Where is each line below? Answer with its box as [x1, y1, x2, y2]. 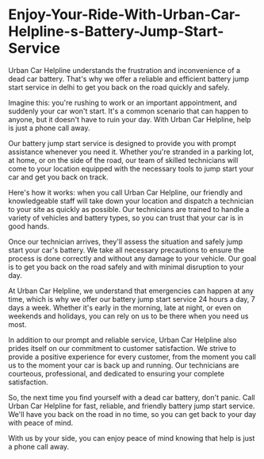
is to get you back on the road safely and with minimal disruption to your [8, 262, 244, 272]
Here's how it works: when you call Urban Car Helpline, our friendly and [8, 187, 243, 197]
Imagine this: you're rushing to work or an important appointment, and [8, 98, 238, 107]
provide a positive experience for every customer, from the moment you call [8, 352, 256, 361]
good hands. [8, 221, 50, 231]
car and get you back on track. [8, 172, 109, 182]
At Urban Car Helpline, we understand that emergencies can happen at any [8, 286, 254, 295]
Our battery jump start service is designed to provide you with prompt [8, 138, 236, 148]
